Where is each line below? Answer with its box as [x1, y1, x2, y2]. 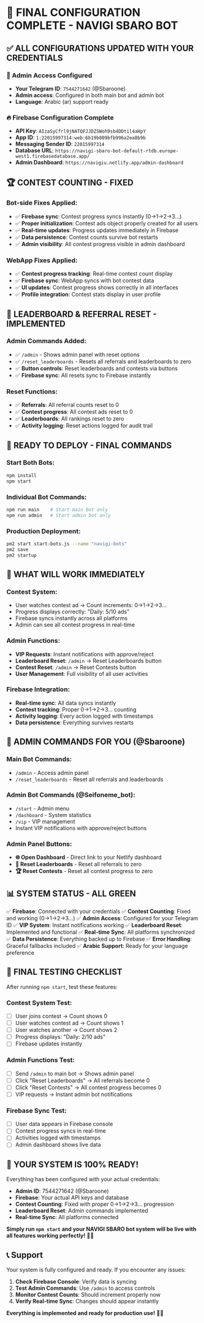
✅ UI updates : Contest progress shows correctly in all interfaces [15, 284, 179, 291]
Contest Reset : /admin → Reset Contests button [15, 663, 137, 671]
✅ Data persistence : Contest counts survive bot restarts [15, 233, 158, 241]
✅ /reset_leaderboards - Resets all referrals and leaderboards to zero [15, 357, 192, 365]
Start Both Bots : [6, 459, 55, 467]
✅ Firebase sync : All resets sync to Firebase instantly [15, 371, 151, 379]
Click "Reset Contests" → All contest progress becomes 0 [15, 1084, 162, 1091]
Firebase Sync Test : [6, 1106, 67, 1115]
